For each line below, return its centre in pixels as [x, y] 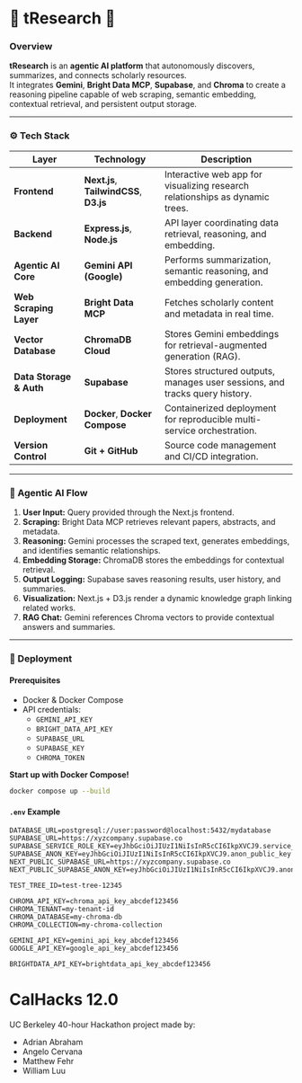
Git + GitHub [111, 450]
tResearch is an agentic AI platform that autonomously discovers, [132, 66]
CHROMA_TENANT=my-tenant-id [62, 910]
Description [226, 159]
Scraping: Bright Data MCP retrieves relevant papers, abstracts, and [149, 522]
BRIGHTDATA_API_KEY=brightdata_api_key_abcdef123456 [110, 964]
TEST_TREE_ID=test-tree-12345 [66, 886]
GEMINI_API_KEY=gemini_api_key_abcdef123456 [94, 941]
